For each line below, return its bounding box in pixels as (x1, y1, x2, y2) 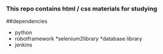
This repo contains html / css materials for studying (6, 5, 158, 13)
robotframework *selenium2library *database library (14, 35, 143, 42)
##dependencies (6, 18, 48, 25)
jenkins (14, 41, 32, 48)
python (14, 29, 32, 36)
